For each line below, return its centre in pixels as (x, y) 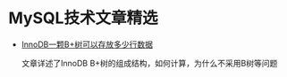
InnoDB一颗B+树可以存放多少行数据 (87, 44)
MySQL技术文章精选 (83, 18)
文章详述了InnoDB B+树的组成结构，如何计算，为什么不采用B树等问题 (149, 63)
